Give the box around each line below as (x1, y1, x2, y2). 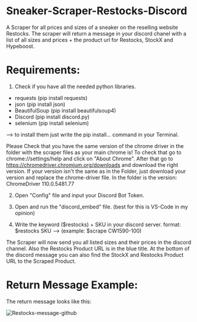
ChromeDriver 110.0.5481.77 (6, 180, 75, 187)
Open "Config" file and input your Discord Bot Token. (14, 191, 144, 199)
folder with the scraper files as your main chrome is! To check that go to (6, 149, 182, 156)
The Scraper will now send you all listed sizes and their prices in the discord (6, 239, 192, 246)
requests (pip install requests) (14, 94, 88, 101)
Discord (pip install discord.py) (14, 113, 90, 120)
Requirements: (6, 63, 80, 77)
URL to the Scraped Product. (6, 257, 76, 265)
